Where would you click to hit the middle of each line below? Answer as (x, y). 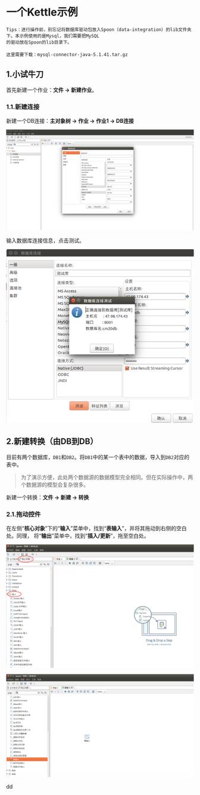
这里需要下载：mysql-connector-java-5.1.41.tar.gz (67, 54)
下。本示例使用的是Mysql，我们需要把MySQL (53, 36)
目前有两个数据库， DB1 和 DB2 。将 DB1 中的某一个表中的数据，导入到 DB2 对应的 (98, 457)
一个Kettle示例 (42, 12)
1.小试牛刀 (25, 74)
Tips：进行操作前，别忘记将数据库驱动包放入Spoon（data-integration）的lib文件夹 (99, 30)
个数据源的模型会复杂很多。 (55, 484)
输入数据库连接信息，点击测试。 (45, 240)
